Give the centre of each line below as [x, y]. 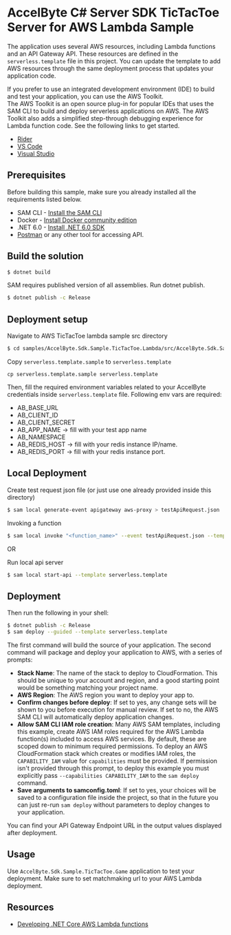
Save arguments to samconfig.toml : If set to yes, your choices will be [117, 790]
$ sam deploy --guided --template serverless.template [87, 632]
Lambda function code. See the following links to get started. [93, 125]
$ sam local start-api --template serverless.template [87, 575]
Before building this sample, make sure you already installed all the [102, 192]
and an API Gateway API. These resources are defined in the [93, 54]
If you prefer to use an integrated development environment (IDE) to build [111, 89]
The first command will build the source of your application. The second [109, 645]
